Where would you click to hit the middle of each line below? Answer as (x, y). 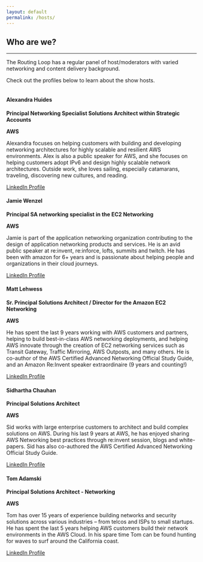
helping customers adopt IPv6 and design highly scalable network (89, 162)
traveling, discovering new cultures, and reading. (67, 175)
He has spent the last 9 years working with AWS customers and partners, (98, 332)
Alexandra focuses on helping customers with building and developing (94, 143)
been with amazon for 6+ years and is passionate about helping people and (100, 257)
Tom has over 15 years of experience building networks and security (92, 515)
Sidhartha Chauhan (31, 390)
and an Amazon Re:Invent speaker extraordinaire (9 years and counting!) (97, 365)
